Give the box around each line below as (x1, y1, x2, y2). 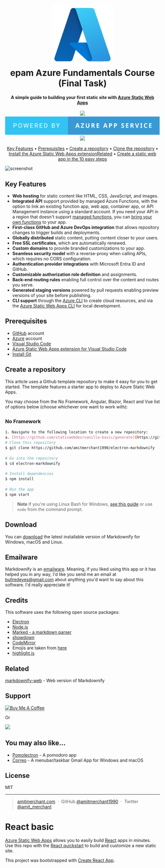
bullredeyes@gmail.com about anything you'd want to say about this (5, 577, 144, 583)
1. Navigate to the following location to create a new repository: (5, 430, 148, 435)
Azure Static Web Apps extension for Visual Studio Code (12, 346, 127, 352)
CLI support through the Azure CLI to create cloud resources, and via (12, 298, 153, 303)
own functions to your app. (12, 219, 67, 225)
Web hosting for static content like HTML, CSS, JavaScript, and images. (12, 193, 159, 199)
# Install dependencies (5, 471, 54, 476)
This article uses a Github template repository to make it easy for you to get (5, 378, 158, 384)
